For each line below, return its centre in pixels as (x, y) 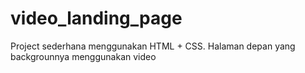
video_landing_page (96, 18)
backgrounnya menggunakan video (83, 56)
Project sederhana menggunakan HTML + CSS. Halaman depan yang (153, 46)
